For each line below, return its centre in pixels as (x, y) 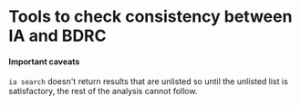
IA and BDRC (57, 36)
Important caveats (44, 62)
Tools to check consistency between (150, 17)
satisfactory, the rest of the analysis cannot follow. (103, 91)
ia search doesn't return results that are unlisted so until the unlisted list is (148, 81)
